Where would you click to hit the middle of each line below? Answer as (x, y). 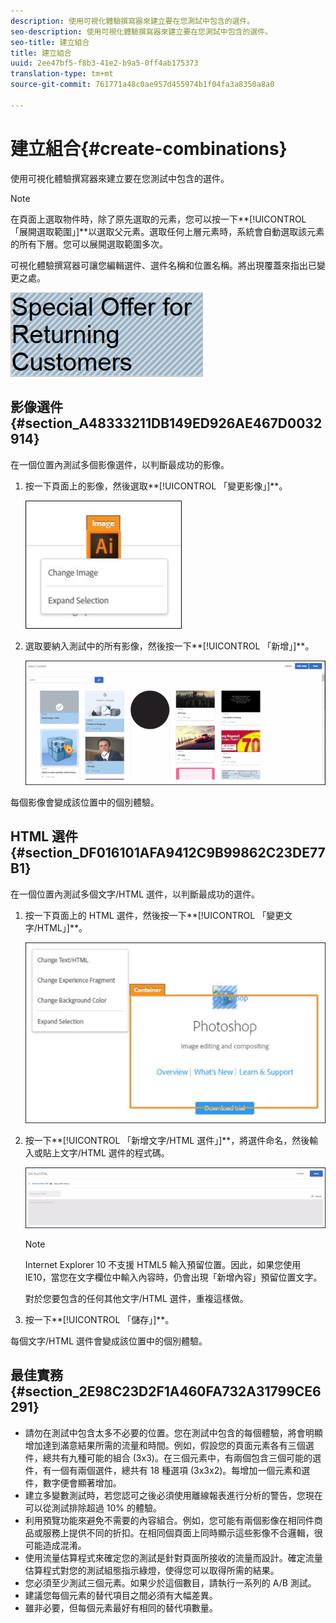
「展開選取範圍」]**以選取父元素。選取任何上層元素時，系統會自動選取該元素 (167, 231)
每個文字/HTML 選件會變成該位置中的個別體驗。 (109, 1341)
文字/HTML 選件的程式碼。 (114, 1152)
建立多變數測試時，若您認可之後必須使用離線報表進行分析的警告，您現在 (173, 1495)
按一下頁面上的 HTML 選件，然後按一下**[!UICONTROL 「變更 (154, 915)
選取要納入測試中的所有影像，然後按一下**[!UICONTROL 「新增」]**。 (169, 646)
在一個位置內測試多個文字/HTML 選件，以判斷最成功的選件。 (135, 894)
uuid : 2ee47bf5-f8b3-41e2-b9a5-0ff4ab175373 (104, 63)
